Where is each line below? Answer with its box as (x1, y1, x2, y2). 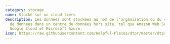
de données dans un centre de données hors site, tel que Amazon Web (10, 21, 159, 27)
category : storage (5, 7, 44, 13)
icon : (5, 31, 17, 36)
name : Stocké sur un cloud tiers (5, 12, 76, 17)
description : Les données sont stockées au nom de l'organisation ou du (5, 17, 162, 22)
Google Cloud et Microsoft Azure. (10, 26, 82, 31)
